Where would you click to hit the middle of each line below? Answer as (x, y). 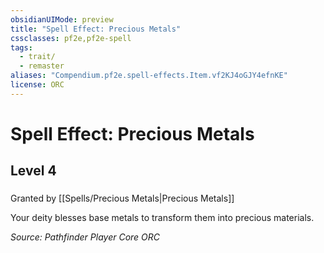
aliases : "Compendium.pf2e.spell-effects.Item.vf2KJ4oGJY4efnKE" (149, 76)
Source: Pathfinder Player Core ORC (85, 237)
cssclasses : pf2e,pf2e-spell (71, 38)
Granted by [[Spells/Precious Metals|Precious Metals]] (122, 198)
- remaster (42, 66)
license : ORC (37, 85)
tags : (21, 47)
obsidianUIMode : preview (62, 19)
